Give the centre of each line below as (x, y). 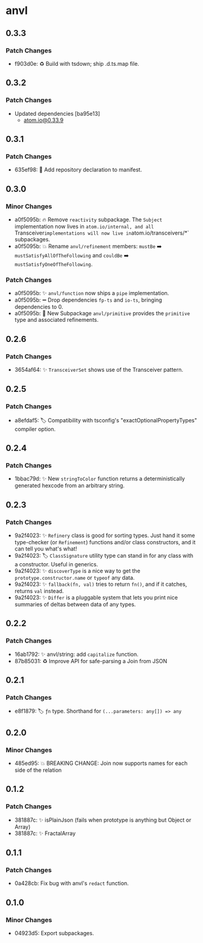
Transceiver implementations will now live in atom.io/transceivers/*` (102, 233)
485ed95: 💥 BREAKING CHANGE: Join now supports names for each (101, 763)
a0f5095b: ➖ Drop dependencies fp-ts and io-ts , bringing (88, 300)
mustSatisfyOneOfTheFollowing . (53, 264)
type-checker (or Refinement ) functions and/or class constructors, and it (105, 542)
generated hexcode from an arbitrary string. (70, 486)
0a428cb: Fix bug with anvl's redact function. (71, 883)
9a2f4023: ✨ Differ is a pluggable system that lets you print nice (96, 597)
